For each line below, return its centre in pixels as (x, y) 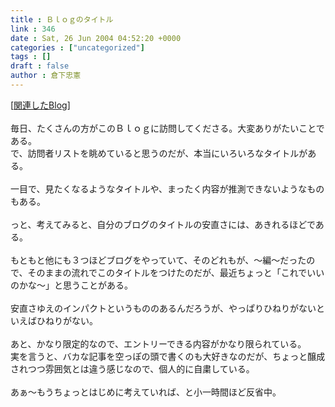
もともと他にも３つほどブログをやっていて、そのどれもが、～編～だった (158, 260)
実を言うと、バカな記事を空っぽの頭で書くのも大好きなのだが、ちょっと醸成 (168, 356)
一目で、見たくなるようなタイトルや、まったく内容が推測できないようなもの (167, 188)
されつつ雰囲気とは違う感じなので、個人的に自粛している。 (132, 368)
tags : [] (31, 57)
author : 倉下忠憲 (46, 76)
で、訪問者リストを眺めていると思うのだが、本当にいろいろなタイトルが (159, 153)
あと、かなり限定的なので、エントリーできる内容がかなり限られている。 (158, 343)
